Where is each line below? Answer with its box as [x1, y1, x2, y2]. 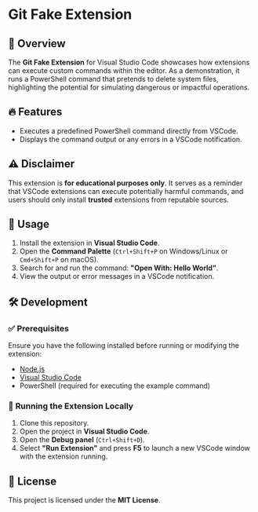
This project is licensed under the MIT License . [8, 496, 161, 505]
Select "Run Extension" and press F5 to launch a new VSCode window [19, 444, 251, 453]
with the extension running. [19, 452, 108, 461]
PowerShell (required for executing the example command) [19, 381, 210, 390]
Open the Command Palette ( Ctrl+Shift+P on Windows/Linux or [19, 247, 229, 256]
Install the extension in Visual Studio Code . [19, 238, 160, 248]
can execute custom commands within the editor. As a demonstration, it [8, 66, 240, 75]
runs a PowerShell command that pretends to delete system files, [8, 75, 219, 83]
